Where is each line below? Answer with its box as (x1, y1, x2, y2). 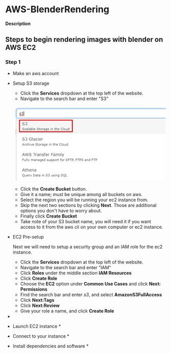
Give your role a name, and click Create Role (20, 308, 115, 314)
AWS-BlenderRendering (5, 4, 109, 15)
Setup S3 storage (12, 80, 49, 86)
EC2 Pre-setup (12, 234, 44, 240)
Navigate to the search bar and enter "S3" (20, 96, 108, 102)
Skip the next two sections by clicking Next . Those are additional (20, 202, 157, 208)
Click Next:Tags (20, 297, 54, 303)
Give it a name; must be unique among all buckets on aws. (20, 192, 142, 198)
